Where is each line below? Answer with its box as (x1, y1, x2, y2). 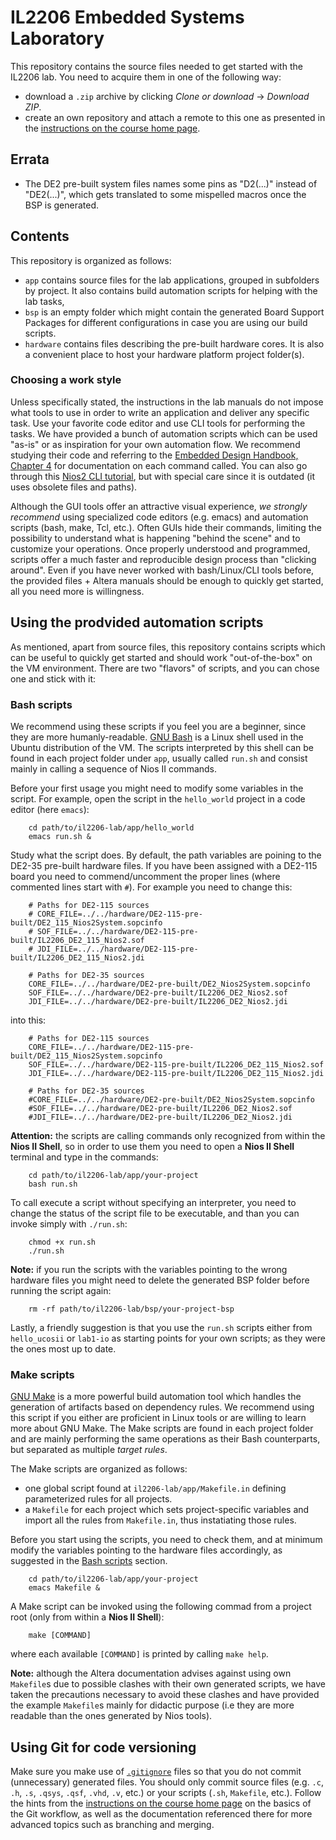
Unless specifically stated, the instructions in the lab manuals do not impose (10, 396, 324, 408)
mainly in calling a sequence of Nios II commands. (10, 762, 218, 775)
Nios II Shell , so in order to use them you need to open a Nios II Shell (10, 1140, 295, 1152)
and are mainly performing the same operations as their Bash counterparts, (10, 1433, 321, 1445)
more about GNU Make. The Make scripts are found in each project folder (10, 1422, 314, 1435)
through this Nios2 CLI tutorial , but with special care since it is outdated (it (10, 470, 316, 482)
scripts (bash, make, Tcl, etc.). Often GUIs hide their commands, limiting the (10, 521, 322, 533)
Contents (10, 228, 70, 245)
